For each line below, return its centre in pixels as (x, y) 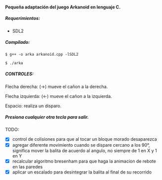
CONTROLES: (19, 74)
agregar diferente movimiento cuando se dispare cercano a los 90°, (81, 145)
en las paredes (27, 167)
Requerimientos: (23, 18)
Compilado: (18, 42)
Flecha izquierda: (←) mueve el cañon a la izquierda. (59, 96)
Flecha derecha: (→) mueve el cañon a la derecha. (56, 87)
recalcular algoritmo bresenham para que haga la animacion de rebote (84, 161)
